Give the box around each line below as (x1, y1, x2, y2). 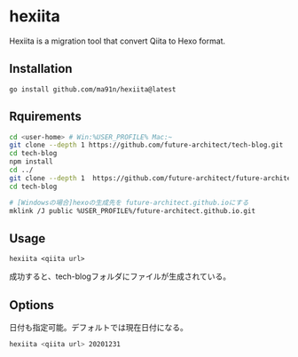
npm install (9, 157, 53, 166)
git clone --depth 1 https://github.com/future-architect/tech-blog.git (9, 140, 284, 150)
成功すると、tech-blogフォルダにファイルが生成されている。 (9, 271, 231, 282)
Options (9, 297, 55, 313)
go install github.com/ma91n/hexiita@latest (9, 84, 176, 94)
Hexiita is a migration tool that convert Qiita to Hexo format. (9, 36, 226, 46)
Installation (9, 61, 73, 76)
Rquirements (9, 109, 82, 124)
